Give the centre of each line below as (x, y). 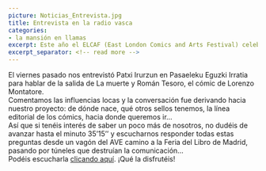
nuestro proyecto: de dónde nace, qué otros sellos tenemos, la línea (119, 108)
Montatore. (26, 91)
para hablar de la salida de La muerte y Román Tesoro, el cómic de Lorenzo (131, 83)
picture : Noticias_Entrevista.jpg (65, 15)
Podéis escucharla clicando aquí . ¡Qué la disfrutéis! (92, 159)
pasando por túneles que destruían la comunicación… (96, 150)
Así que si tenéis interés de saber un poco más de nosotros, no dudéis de (128, 125)
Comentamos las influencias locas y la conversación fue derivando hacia (127, 100)
